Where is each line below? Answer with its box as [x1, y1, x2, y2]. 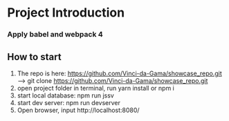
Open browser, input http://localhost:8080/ [17, 106, 140, 114]
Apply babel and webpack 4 [7, 30, 104, 39]
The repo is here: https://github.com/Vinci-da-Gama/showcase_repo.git [17, 69, 223, 77]
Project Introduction [7, 5, 125, 21]
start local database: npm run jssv [17, 91, 114, 100]
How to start [7, 50, 62, 63]
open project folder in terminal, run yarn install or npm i [17, 84, 174, 92]
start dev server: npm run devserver [17, 98, 121, 106]
